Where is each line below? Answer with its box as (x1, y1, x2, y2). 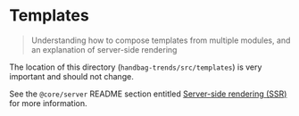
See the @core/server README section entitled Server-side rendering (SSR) (9, 88, 287, 99)
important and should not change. (9, 70, 134, 81)
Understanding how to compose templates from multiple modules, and (30, 35, 291, 46)
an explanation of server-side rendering (30, 44, 178, 54)
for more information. (9, 97, 87, 108)
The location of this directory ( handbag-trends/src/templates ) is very (9, 62, 262, 72)
